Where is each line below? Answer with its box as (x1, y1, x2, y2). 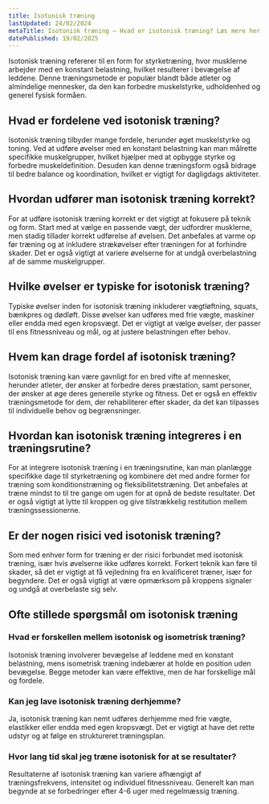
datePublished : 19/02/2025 (8, 34, 99, 43)
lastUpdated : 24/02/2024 (8, 19, 92, 27)
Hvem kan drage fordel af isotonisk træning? (8, 351, 236, 364)
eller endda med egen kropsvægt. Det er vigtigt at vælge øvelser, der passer (8, 318, 261, 328)
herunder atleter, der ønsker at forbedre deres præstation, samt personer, (8, 379, 252, 390)
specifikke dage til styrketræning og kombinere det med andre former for (8, 471, 251, 481)
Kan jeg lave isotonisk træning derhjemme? (8, 695, 181, 707)
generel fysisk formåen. (8, 90, 87, 100)
